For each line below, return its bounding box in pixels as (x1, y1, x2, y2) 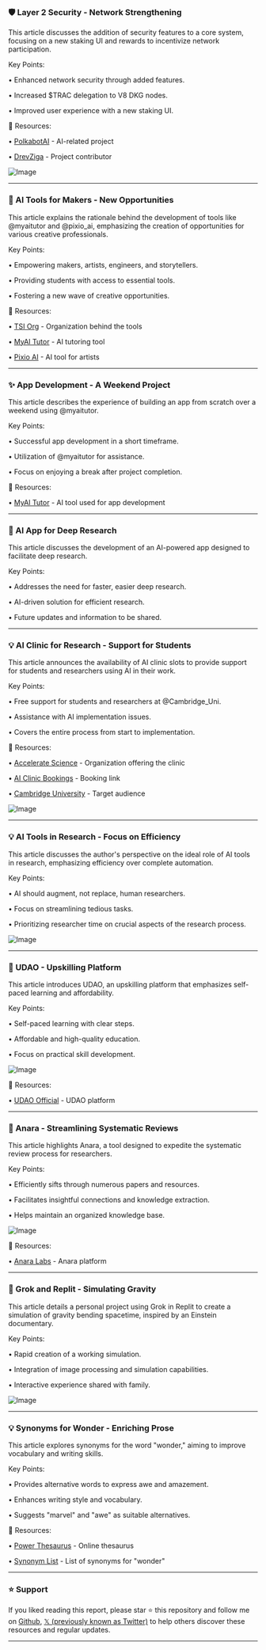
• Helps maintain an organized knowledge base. (8, 1211, 165, 1220)
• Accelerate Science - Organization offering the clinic (8, 758, 186, 768)
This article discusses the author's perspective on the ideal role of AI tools (8, 850, 251, 859)
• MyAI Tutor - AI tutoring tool (8, 336, 105, 346)
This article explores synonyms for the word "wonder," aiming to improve (8, 1440, 246, 1450)
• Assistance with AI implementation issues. (8, 712, 152, 722)
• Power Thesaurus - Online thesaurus (8, 1541, 135, 1550)
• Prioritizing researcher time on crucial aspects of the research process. (8, 919, 247, 929)
